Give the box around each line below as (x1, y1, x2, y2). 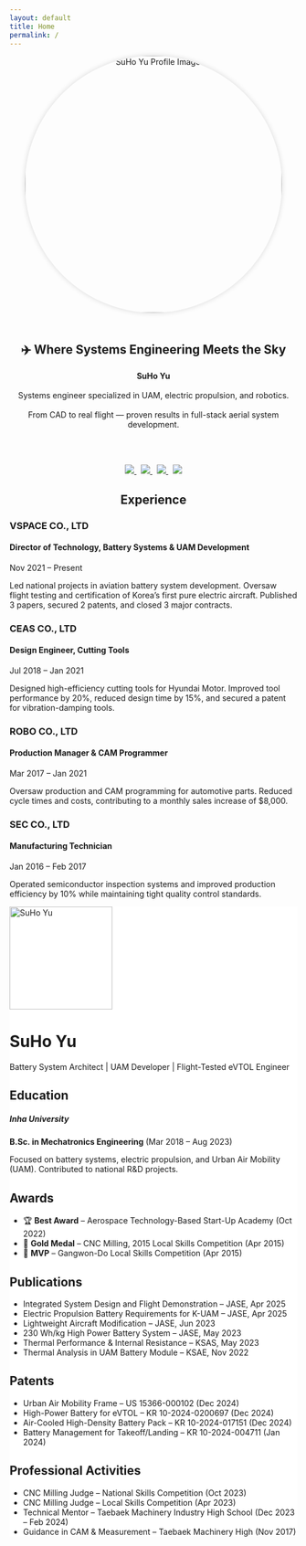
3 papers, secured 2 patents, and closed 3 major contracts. (9, 599, 233, 610)
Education (9, 1088, 69, 1104)
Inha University (9, 1114, 69, 1124)
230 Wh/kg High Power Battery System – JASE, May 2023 (22, 1328, 242, 1339)
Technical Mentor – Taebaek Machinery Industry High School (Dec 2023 (22, 1507, 295, 1518)
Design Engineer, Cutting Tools (9, 645, 130, 656)
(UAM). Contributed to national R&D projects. (9, 1164, 179, 1175)
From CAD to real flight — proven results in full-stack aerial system (27, 409, 280, 420)
